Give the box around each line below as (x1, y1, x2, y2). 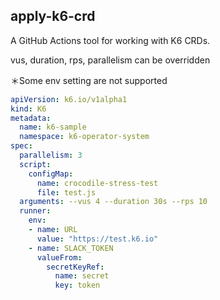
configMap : (28, 169, 74, 179)
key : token (54, 280, 101, 291)
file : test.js (36, 187, 97, 198)
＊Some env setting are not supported (10, 74, 168, 86)
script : (19, 159, 52, 169)
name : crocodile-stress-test (36, 178, 159, 188)
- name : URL (28, 225, 78, 235)
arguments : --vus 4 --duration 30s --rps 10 (19, 197, 208, 207)
